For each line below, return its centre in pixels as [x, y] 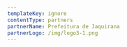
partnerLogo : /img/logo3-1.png [53, 33]
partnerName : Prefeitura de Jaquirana [63, 26]
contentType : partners [40, 20]
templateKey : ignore [37, 13]
